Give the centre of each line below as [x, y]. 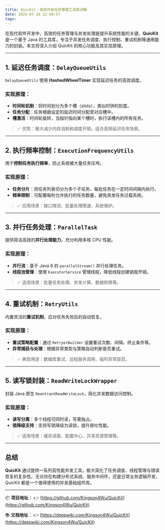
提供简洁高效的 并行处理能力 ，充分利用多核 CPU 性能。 [60, 240]
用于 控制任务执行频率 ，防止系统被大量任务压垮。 [55, 163]
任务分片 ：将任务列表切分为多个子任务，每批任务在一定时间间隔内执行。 [85, 189]
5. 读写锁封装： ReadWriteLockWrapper [61, 381]
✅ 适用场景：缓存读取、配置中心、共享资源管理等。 [69, 436]
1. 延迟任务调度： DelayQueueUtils [56, 67]
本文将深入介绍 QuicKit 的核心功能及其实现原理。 [76, 46]
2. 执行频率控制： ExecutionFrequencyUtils [69, 150]
